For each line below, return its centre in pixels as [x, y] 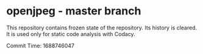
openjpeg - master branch [74, 11]
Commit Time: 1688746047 [41, 46]
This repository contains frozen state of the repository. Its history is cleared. [101, 28]
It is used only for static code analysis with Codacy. [71, 34]
